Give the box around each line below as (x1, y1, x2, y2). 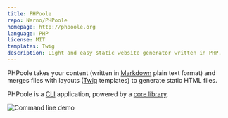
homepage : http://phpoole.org (7, 23, 96, 30)
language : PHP (7, 29, 49, 37)
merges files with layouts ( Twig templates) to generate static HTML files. (7, 76, 218, 84)
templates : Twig (7, 43, 55, 50)
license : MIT (7, 37, 46, 44)
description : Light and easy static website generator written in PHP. (7, 50, 222, 57)
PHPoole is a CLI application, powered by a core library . (7, 89, 169, 98)
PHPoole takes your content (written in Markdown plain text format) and (7, 68, 216, 77)
